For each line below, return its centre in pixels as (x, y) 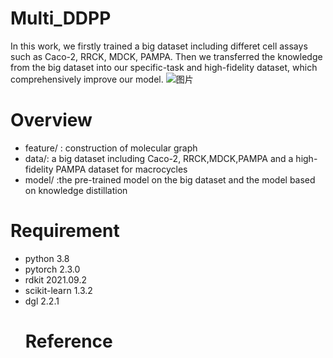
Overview (51, 120)
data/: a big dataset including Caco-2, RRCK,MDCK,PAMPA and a (159, 158)
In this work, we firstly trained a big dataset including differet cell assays (159, 46)
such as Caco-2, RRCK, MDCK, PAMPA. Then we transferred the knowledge (166, 56)
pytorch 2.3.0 (52, 269)
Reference (68, 341)
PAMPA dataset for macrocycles (121, 169)
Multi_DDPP (61, 18)
